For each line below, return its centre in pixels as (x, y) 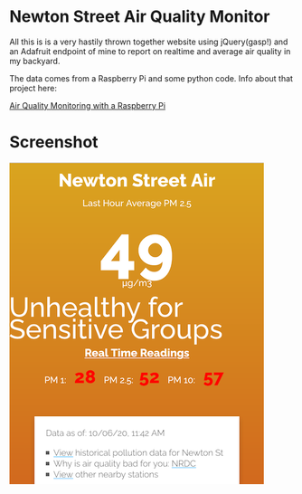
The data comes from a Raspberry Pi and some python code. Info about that (151, 78)
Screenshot (54, 142)
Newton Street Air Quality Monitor (140, 17)
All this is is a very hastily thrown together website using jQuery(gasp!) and (149, 42)
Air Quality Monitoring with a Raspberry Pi (87, 105)
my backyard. (35, 61)
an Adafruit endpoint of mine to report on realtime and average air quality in (150, 51)
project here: (33, 88)
